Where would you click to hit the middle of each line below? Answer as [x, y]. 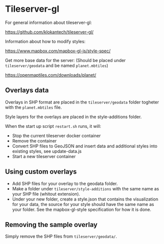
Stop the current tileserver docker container [57, 136]
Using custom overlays [41, 172]
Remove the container [35, 141]
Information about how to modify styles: [45, 41]
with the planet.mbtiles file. [34, 107]
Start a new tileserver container [44, 156]
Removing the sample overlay [51, 225]
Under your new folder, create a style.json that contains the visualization [85, 199]
